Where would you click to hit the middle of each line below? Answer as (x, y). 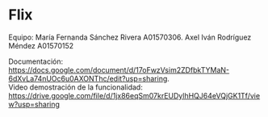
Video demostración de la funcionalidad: (75, 87)
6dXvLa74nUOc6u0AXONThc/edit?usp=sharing (88, 78)
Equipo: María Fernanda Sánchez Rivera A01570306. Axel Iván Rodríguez (130, 37)
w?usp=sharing (34, 104)
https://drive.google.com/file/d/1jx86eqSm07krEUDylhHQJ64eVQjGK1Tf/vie (134, 95)
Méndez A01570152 (41, 45)
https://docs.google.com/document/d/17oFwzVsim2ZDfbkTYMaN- (119, 69)
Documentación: (36, 61)
